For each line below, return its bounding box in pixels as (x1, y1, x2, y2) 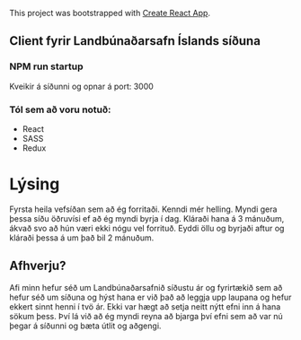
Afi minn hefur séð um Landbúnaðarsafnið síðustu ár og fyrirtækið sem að (9, 282, 283, 292)
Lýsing (9, 174, 60, 195)
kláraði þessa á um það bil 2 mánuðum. (9, 232, 155, 243)
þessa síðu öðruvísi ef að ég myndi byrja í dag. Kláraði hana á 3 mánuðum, (9, 213, 285, 223)
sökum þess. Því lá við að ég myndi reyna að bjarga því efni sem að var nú (9, 310, 283, 321)
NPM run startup (9, 60, 84, 73)
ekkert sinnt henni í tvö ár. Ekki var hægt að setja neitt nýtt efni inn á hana (9, 301, 281, 312)
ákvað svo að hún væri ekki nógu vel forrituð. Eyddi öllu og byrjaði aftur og (9, 222, 285, 233)
